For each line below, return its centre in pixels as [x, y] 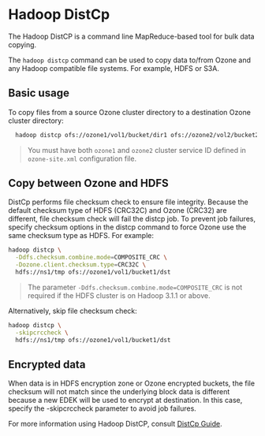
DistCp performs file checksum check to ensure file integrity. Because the [128, 202]
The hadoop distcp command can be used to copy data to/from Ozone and [129, 60]
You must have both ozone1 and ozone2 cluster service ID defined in [137, 150]
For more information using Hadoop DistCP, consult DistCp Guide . [115, 424]
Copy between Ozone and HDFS [89, 183]
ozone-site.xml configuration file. [82, 158]
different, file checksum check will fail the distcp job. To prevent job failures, [132, 219]
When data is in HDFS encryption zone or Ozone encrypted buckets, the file [131, 383]
